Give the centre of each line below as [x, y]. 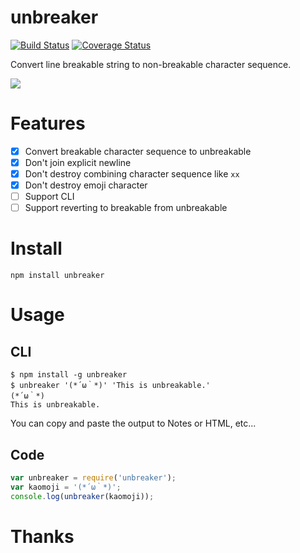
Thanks [42, 536]
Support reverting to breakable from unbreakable [126, 208]
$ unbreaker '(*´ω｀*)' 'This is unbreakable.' [110, 386]
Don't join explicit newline [78, 162]
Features [48, 123]
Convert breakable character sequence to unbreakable [138, 151]
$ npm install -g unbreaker [69, 375]
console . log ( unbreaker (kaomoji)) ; [82, 496]
